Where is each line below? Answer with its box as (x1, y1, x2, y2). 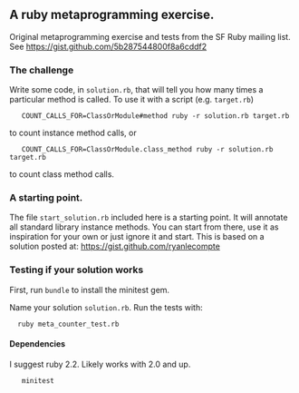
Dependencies (9, 339, 66, 349)
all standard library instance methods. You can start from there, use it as (9, 221, 279, 232)
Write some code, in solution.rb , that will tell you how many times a (9, 84, 264, 95)
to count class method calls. (9, 169, 115, 180)
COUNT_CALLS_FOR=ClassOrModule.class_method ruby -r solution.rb (21, 145, 274, 154)
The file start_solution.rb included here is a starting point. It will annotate (9, 212, 288, 223)
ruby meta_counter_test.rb (17, 319, 120, 329)
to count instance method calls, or (9, 127, 138, 139)
